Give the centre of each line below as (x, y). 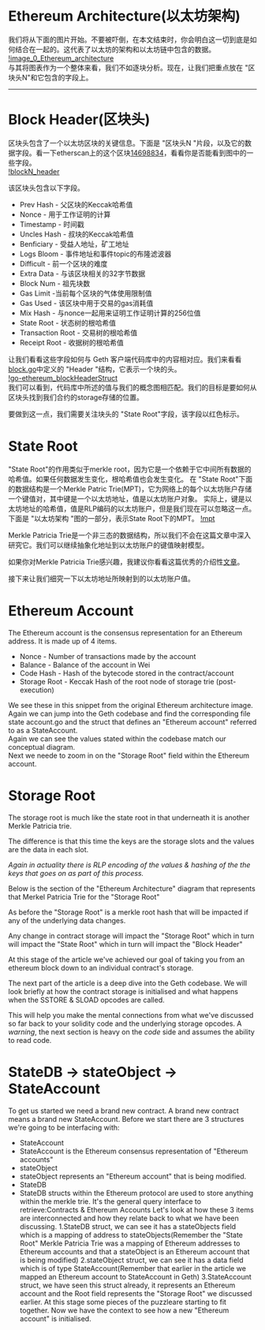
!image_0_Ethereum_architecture (61, 58)
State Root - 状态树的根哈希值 (68, 322)
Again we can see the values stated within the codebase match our (117, 739)
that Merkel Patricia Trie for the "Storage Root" (84, 896)
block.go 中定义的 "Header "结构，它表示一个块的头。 (95, 369)
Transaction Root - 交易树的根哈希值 (78, 333)
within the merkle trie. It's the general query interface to (110, 1201)
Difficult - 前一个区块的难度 (63, 263)
